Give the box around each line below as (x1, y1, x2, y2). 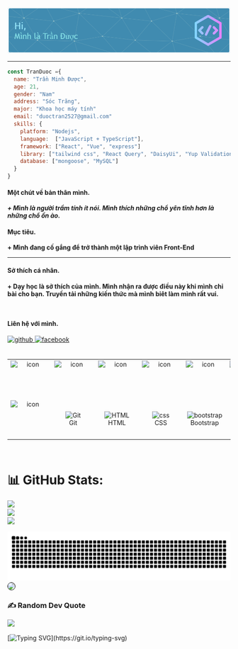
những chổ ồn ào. (7, 211, 61, 220)
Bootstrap (190, 419, 220, 427)
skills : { (13, 120, 42, 128)
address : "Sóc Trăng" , (13, 98, 81, 106)
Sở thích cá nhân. (7, 266, 60, 275)
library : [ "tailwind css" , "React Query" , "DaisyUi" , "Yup (20, 150, 198, 157)
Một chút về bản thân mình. (7, 188, 90, 196)
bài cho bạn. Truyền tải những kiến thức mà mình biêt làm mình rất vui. (7, 289, 219, 298)
